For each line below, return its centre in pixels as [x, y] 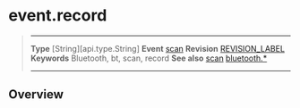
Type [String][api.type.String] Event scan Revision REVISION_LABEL [158, 48]
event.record [58, 16]
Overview [36, 95]
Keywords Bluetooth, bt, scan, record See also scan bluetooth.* [149, 58]
